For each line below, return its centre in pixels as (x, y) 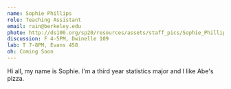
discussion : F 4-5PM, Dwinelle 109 (58, 39)
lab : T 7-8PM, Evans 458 (43, 45)
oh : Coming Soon (30, 52)
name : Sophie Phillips (40, 13)
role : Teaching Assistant (44, 20)
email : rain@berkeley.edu (44, 26)
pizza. (16, 78)
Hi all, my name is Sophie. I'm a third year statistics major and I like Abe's (110, 71)
